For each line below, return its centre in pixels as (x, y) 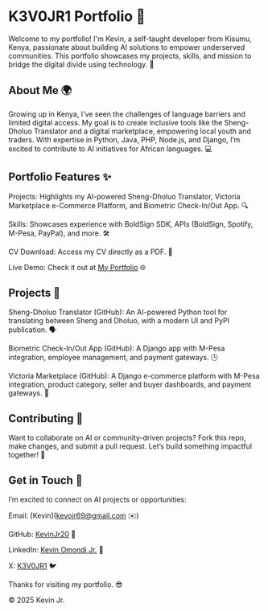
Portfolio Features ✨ (60, 177)
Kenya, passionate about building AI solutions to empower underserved (127, 47)
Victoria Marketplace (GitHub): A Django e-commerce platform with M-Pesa (134, 376)
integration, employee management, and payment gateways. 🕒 (113, 358)
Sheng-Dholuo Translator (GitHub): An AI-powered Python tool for (118, 312)
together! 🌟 (27, 455)
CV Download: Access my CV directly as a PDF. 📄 (91, 252)
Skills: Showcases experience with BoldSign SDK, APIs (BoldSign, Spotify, (131, 223)
